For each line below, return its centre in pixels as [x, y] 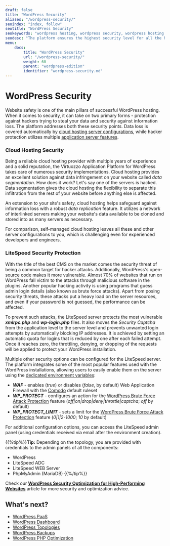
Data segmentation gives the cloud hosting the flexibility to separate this [80, 188]
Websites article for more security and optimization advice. [67, 488]
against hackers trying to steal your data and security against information [81, 121]
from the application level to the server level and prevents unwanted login [82, 327]
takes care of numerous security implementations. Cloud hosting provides [82, 172]
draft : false [19, 10]
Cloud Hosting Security [35, 150]
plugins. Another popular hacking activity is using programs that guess [79, 285]
